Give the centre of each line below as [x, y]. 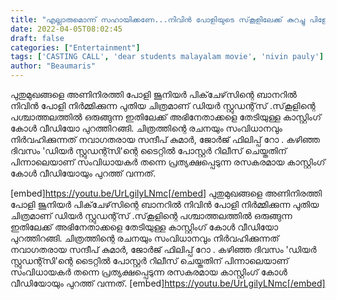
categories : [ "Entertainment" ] [75, 47]
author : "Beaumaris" [53, 66]
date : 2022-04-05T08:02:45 [66, 29]
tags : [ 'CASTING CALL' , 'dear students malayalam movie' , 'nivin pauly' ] [167, 57]
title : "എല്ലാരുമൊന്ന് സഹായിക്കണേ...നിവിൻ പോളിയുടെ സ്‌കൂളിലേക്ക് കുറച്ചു [158, 19]
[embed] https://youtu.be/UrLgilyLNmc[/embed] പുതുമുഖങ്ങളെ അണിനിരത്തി [166, 193]
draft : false [37, 38]
